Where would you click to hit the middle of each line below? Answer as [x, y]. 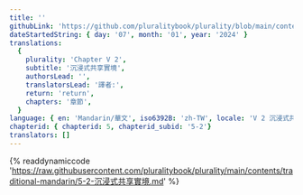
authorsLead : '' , [58, 77]
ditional [23, 181]
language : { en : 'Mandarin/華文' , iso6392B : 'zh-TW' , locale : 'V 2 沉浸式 [150, 118]
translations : [36, 43]
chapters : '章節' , [59, 102]
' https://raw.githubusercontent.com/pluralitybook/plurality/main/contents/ [147, 170]
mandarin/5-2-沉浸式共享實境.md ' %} [110, 181]
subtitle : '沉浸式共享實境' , [75, 69]
